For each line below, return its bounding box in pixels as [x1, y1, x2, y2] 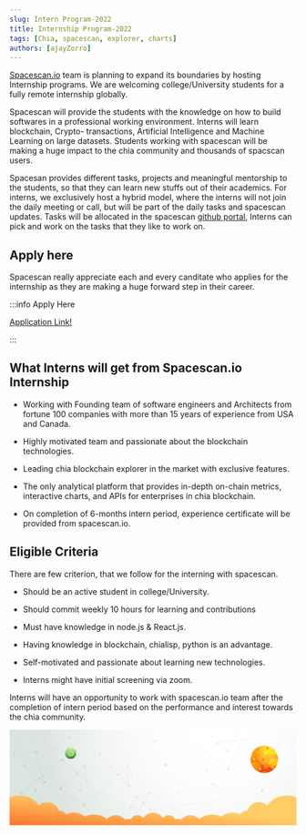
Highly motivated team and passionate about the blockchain [22, 435, 249, 446]
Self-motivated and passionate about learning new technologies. [22, 657, 266, 667]
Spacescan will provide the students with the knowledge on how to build [9, 107, 281, 117]
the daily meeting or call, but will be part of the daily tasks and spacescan [9, 201, 286, 213]
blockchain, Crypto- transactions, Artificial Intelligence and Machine [9, 126, 265, 137]
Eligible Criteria [9, 545, 98, 560]
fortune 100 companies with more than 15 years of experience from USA [22, 408, 294, 419]
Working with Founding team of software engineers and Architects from [22, 399, 292, 410]
